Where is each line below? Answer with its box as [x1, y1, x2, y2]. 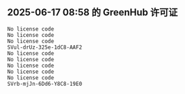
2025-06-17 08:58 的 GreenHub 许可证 [7, 6, 178, 19]
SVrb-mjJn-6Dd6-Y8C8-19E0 [7, 80, 82, 87]
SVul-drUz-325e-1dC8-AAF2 [7, 44, 82, 51]
